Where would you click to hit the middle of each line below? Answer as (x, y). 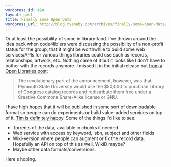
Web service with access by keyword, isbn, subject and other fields (83, 133)
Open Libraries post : (27, 71)
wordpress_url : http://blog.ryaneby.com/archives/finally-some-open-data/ (86, 24)
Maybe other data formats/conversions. (54, 149)
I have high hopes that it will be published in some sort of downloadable (81, 107)
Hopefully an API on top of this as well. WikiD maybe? (69, 144)
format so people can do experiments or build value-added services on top (84, 113)
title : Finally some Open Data (38, 19)
